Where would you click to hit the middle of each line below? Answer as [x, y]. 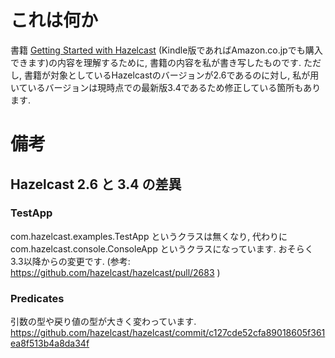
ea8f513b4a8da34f [50, 343]
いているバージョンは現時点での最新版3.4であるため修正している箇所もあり [166, 87]
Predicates [37, 298]
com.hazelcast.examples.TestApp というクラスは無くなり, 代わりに [149, 236]
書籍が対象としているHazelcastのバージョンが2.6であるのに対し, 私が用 [171, 75]
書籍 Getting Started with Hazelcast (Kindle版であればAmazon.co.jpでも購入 [166, 50]
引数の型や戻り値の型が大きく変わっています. [103, 322]
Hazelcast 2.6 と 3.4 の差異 [96, 184]
